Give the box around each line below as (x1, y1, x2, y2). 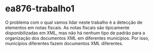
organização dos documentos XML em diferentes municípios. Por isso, (5, 35, 150, 41)
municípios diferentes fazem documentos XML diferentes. (5, 40, 123, 46)
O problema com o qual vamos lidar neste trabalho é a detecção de (5, 19, 143, 25)
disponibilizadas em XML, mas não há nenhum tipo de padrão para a (5, 30, 145, 36)
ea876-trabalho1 (5, 3, 75, 14)
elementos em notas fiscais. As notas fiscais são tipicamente (5, 24, 130, 30)
